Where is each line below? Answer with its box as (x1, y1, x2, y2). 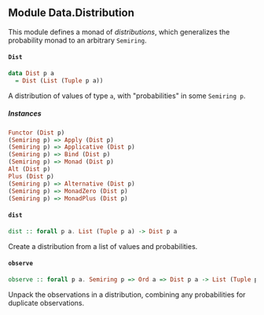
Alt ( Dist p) (8, 165, 51, 174)
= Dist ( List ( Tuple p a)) (15, 76, 104, 85)
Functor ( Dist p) (8, 129, 65, 137)
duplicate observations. (8, 298, 85, 307)
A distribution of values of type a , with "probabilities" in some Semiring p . (8, 90, 246, 101)
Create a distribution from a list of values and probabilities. (8, 241, 198, 251)
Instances (8, 109, 42, 119)
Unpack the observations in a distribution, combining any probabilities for (8, 290, 246, 299)
